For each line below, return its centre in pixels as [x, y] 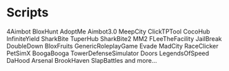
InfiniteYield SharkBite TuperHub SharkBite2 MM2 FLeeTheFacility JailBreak [114, 38]
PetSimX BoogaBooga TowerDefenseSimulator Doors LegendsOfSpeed [108, 53]
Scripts [28, 13]
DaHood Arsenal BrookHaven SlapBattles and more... [82, 60]
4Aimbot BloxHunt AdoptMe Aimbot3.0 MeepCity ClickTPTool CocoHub [108, 31]
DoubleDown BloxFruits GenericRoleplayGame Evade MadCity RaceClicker [112, 46]
